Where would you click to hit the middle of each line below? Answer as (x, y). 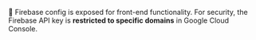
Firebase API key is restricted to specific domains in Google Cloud (119, 20)
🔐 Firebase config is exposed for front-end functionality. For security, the (128, 12)
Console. (23, 29)
